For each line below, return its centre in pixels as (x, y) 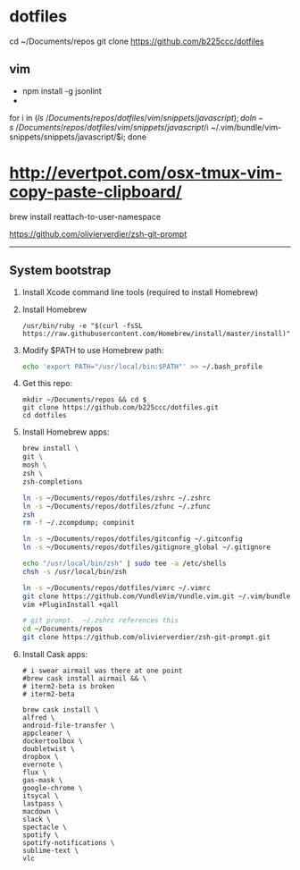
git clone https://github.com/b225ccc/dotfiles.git (120, 408)
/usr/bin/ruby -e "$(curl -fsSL (82, 325)
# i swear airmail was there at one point (102, 671)
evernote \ (42, 764)
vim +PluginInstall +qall (70, 604)
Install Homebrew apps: (66, 432)
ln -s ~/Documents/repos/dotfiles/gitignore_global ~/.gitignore (146, 547)
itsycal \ (41, 796)
